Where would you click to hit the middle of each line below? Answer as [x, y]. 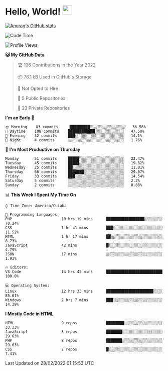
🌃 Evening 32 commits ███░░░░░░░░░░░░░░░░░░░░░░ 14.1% [74, 136]
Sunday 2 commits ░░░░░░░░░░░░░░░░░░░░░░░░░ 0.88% [74, 185]
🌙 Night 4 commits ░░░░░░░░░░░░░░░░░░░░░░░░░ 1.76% [74, 140]
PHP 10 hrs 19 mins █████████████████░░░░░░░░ [84, 219]
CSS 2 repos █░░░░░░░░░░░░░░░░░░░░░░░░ [84, 349]
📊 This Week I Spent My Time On [41, 195]
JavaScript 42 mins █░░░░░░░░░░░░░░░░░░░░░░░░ [84, 245]
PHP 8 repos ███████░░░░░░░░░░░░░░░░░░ [84, 340]
